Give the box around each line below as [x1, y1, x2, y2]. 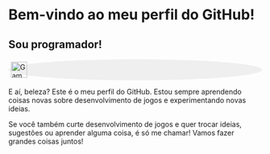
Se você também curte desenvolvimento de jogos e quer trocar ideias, [8, 120, 242, 129]
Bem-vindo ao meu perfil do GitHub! [8, 6, 255, 24]
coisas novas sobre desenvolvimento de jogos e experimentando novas [8, 95, 247, 105]
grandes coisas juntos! [8, 136, 84, 146]
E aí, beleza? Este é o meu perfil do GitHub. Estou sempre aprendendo [8, 87, 242, 96]
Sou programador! [8, 38, 102, 51]
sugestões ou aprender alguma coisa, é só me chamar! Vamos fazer [8, 128, 235, 137]
